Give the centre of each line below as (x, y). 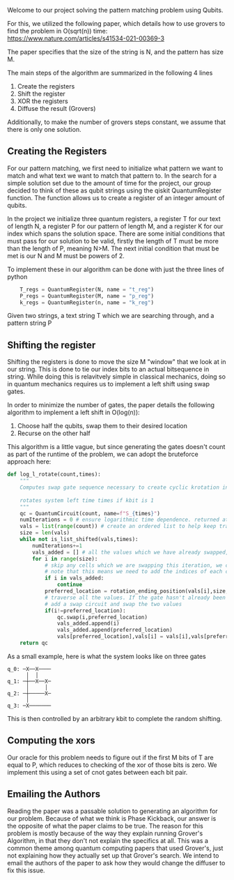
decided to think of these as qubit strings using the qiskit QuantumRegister (114, 190)
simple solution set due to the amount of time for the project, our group (109, 183)
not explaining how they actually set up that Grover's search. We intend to (113, 855)
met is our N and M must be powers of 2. (66, 256)
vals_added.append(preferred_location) (115, 630)
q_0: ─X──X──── (29, 669)
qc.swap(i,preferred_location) (102, 617)
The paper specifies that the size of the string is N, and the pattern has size (116, 52)
